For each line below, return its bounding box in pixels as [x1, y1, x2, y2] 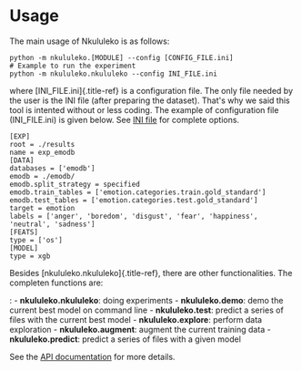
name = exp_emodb [9, 148, 75, 157]
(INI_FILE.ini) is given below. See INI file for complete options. [9, 114, 239, 125]
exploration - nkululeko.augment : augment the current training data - [9, 324, 271, 335]
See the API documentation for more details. [9, 351, 176, 362]
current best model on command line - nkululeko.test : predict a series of [9, 304, 284, 315]
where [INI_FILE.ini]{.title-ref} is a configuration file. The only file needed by [9, 85, 294, 96]
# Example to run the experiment [9, 61, 136, 70]
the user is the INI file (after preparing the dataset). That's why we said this [9, 95, 290, 106]
